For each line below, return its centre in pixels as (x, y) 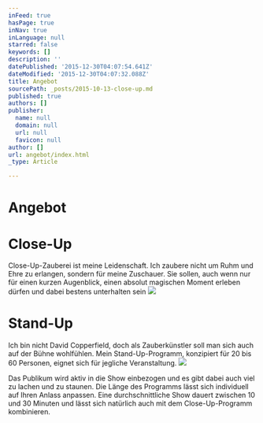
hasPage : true (31, 23)
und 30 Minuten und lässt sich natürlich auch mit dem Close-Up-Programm (130, 403)
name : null (33, 118)
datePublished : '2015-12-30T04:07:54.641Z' (81, 67)
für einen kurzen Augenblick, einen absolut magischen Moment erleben (124, 282)
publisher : (26, 111)
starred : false (33, 45)
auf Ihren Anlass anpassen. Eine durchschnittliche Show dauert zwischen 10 (132, 395)
